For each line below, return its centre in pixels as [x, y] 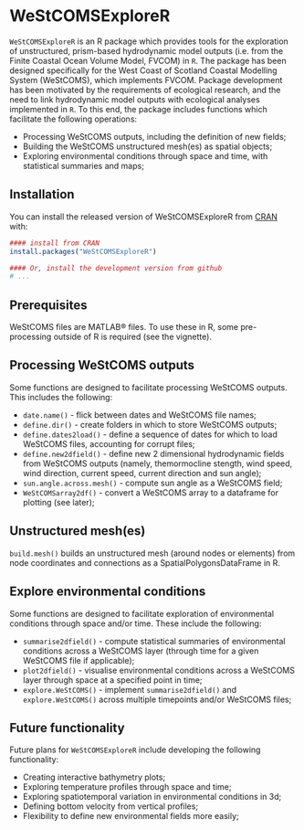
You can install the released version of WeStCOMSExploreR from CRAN [144, 217]
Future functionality [67, 728]
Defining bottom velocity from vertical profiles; [110, 806]
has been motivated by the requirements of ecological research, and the [145, 90]
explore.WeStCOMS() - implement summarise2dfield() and [130, 689]
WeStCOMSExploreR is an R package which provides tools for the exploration [149, 41]
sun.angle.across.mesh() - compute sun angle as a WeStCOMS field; [152, 483]
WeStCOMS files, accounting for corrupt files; [109, 443]
